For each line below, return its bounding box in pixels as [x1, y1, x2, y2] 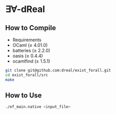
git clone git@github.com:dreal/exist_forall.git [5, 68, 111, 73]
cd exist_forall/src [5, 72, 49, 77]
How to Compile [5, 24, 56, 32]
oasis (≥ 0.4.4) [12, 53, 43, 59]
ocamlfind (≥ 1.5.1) [12, 58, 50, 64]
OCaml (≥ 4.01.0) [12, 42, 48, 48]
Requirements [12, 37, 42, 43]
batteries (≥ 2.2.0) [12, 48, 50, 53]
